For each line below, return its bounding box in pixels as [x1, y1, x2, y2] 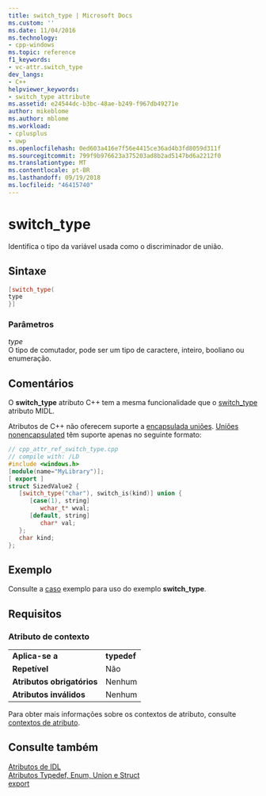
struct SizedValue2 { [8, 482, 80, 490]
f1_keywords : [8, 56, 51, 64]
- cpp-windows [8, 41, 55, 49]
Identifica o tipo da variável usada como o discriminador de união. [8, 241, 224, 251]
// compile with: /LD [8, 453, 80, 461]
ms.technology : [8, 33, 59, 42]
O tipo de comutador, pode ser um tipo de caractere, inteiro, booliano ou [8, 346, 245, 355]
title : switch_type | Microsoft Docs [8, 11, 133, 20]
